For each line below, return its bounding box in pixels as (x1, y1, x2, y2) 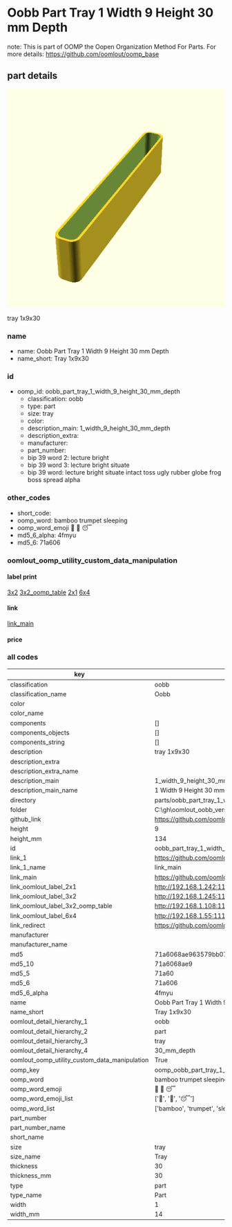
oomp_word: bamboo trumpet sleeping (17, 516, 128, 524)
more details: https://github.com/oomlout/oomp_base (7, 50, 159, 58)
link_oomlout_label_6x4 (10, 911, 77, 919)
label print (7, 573, 37, 581)
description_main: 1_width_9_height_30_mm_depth (27, 424, 171, 432)
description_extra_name (10, 767, 79, 775)
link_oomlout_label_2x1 (10, 882, 77, 891)
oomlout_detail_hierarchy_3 (10, 1036, 88, 1045)
